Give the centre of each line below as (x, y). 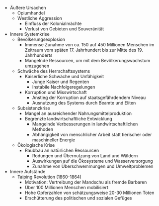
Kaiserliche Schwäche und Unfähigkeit (64, 76)
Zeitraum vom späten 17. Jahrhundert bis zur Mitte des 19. (84, 50)
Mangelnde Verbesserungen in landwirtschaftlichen (85, 124)
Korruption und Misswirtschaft (56, 92)
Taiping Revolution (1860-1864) (49, 177)
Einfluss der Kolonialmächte (53, 23)
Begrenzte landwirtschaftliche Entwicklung (69, 119)
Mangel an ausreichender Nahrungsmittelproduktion (78, 113)
